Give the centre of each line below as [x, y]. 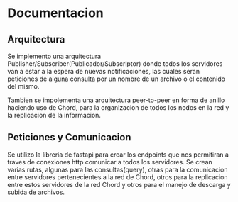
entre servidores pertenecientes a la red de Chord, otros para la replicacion [118, 177]
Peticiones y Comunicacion [69, 137]
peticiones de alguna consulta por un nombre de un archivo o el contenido [117, 79]
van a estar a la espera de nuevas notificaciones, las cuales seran [104, 71]
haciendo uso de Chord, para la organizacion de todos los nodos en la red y [118, 107]
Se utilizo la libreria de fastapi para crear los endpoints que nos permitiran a [118, 155]
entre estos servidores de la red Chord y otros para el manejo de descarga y [119, 184]
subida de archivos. [36, 192]
